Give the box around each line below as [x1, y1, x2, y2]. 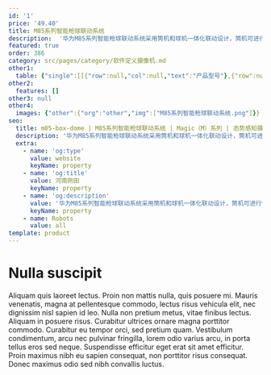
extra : [15, 139, 38, 148]
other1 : [8, 65, 35, 73]
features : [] [15, 86, 60, 95]
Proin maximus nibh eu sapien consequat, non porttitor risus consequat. [8, 350, 248, 360]
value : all [29, 222, 67, 230]
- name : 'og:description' [23, 191, 110, 200]
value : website [29, 154, 81, 162]
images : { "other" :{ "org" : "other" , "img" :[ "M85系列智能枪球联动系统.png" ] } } [15, 110, 261, 118]
